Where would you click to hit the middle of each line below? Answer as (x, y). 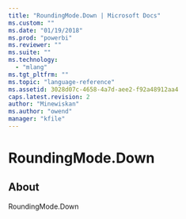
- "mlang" (31, 67)
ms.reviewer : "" (35, 45)
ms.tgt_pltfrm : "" (38, 75)
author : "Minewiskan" (44, 104)
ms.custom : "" (32, 23)
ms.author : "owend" (40, 112)
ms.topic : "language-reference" (61, 82)
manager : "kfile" (37, 119)
